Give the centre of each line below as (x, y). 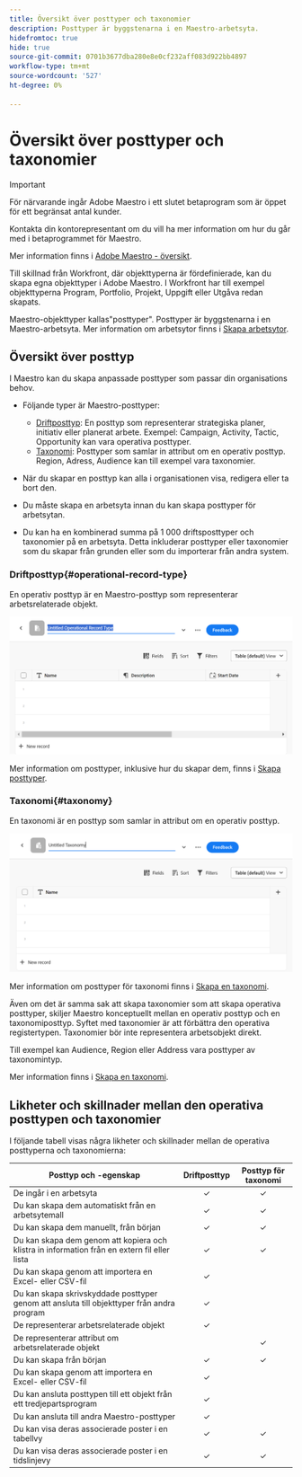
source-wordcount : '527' (56, 76)
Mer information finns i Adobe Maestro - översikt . (101, 255)
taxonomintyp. (36, 1059)
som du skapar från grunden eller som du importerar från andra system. (155, 552)
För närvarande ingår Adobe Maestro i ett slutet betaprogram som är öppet (148, 201)
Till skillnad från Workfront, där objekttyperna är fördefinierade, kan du (140, 273)
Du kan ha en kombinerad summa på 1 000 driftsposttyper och (138, 532)
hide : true (30, 48)
